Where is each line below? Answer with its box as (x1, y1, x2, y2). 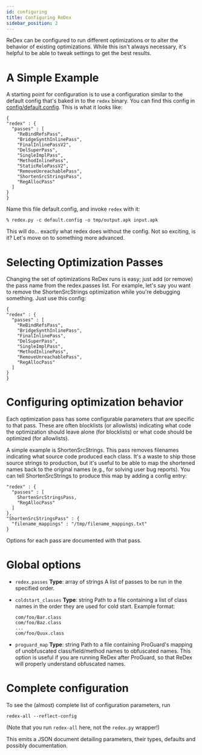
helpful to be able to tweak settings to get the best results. (6, 50, 152, 57)
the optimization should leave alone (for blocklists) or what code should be (6, 428, 192, 436)
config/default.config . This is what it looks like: (6, 104, 123, 111)
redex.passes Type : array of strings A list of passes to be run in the (15, 578, 183, 585)
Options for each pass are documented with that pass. (6, 537, 142, 544)
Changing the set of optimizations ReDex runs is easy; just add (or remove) (6, 275, 194, 283)
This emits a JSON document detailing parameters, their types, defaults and (6, 736, 195, 743)
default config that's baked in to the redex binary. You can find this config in (6, 97, 195, 105)
